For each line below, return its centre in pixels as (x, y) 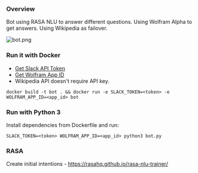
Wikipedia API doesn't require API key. (62, 81)
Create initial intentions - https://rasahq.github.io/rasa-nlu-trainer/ (87, 164)
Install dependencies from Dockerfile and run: (63, 125)
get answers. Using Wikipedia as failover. (57, 28)
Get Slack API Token (40, 68)
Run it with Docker (33, 55)
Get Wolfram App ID (39, 75)
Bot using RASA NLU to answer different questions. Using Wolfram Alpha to (99, 22)
